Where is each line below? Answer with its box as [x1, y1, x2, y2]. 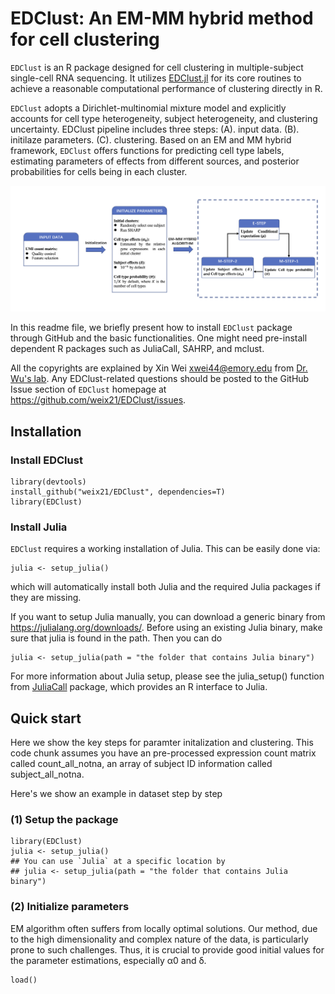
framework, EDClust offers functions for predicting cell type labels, [10, 144, 285, 156]
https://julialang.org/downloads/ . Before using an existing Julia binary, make [10, 622, 323, 634]
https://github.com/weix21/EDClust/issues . [10, 394, 187, 406]
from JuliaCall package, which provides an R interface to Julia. [10, 681, 268, 693]
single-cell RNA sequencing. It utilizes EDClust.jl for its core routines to [10, 72, 302, 84]
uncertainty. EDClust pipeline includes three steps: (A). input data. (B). [10, 123, 300, 135]
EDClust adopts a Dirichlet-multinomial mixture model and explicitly [10, 102, 287, 114]
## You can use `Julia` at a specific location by [10, 857, 226, 867]
